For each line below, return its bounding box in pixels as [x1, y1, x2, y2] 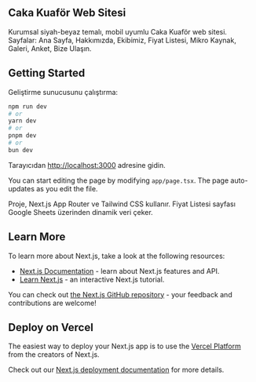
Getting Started [8, 67, 86, 80]
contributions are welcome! [8, 298, 97, 307]
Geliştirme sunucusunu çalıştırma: [8, 87, 119, 96]
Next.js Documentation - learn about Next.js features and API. [19, 266, 220, 275]
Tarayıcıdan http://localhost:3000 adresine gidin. [8, 160, 166, 169]
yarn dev [8, 117, 37, 125]
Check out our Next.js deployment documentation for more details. [8, 365, 225, 375]
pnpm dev [8, 132, 37, 140]
